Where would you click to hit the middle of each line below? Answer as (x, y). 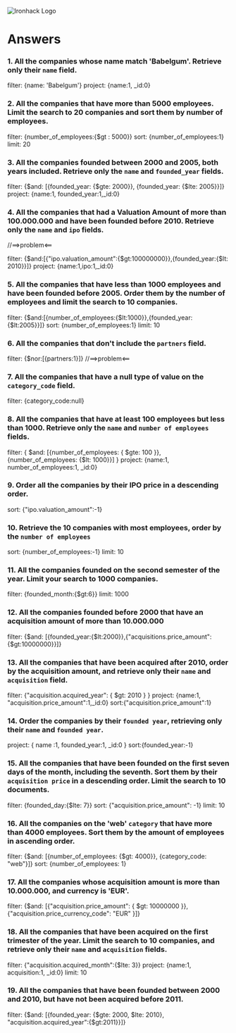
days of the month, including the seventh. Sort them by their (112, 772)
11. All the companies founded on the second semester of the (114, 570)
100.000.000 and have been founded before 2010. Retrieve (111, 221)
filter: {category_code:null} (46, 401)
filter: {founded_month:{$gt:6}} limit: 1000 (68, 594)
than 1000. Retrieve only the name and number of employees (108, 428)
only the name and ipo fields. (56, 230)
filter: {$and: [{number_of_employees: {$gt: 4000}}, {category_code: (107, 856)
